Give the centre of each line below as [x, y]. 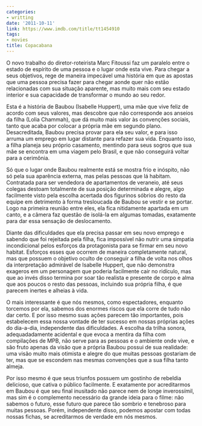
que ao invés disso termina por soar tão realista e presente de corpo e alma [100, 277]
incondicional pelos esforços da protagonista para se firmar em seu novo [97, 245]
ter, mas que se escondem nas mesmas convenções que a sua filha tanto [97, 360]
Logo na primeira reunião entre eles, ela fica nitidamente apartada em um [97, 208]
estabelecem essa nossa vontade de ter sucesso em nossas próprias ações [100, 321]
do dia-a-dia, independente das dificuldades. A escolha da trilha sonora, [96, 328]
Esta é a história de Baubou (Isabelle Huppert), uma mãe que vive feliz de [97, 106]
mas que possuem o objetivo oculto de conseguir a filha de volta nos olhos [99, 258]
